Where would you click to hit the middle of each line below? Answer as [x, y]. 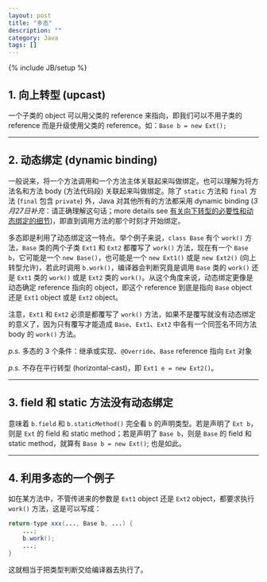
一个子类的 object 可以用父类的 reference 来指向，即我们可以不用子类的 [125, 115]
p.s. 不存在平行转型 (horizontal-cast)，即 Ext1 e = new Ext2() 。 [113, 367]
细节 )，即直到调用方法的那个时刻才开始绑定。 [110, 220]
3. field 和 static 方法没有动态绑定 [91, 403]
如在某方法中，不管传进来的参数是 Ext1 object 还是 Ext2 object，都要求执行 [132, 499]
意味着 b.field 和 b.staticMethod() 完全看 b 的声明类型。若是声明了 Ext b [130, 423]
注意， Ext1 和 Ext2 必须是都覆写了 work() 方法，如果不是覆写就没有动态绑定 [132, 314]
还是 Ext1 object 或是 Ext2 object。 [66, 297]
